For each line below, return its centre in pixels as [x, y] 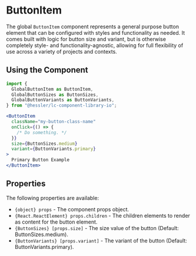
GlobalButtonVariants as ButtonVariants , [63, 100]
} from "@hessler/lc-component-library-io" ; [62, 106]
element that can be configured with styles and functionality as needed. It [96, 32]
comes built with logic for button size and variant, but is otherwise [86, 39]
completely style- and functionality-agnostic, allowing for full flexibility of [95, 45]
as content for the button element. [56, 222]
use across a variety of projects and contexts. [62, 51]
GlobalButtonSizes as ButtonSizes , [55, 95]
